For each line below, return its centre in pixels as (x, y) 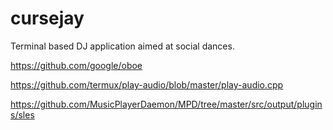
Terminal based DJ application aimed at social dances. (122, 46)
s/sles (22, 114)
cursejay (47, 18)
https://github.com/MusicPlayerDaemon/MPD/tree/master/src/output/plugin (166, 104)
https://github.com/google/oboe (76, 65)
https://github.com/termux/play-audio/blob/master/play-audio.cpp (147, 84)
